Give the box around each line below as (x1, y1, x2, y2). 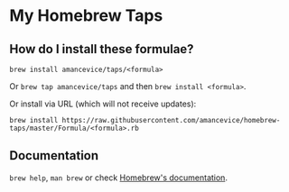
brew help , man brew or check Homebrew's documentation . (9, 172, 228, 183)
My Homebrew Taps (9, 5, 163, 26)
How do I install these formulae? (9, 41, 194, 57)
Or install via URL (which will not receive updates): (9, 98, 197, 109)
